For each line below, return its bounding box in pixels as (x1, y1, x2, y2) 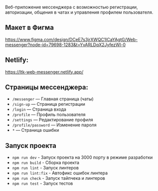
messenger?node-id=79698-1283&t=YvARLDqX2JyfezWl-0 (5, 42, 126, 48)
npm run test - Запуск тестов (12, 181, 73, 187)
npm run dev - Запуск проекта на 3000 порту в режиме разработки (12, 154, 153, 161)
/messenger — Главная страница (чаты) (12, 96, 94, 102)
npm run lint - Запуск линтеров (12, 165, 79, 171)
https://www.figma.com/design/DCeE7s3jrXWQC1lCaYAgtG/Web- (5, 36, 138, 42)
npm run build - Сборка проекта (12, 160, 79, 166)
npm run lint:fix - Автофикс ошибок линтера (12, 170, 108, 176)
